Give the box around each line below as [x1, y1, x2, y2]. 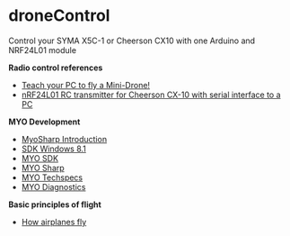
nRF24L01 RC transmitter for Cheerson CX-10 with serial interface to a [21, 89, 281, 100]
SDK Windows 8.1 [21, 143, 87, 154]
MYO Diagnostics [21, 181, 86, 192]
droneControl [8, 5, 110, 26]
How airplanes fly [21, 216, 87, 227]
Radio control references [8, 62, 103, 73]
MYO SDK [21, 152, 59, 163]
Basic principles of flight [8, 199, 102, 210]
